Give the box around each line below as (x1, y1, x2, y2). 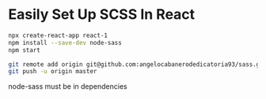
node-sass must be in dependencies (8, 82, 128, 91)
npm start (8, 46, 41, 54)
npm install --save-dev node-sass (8, 38, 123, 46)
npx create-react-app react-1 (8, 31, 108, 39)
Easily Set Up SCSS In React (8, 5, 196, 24)
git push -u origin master (8, 68, 97, 75)
